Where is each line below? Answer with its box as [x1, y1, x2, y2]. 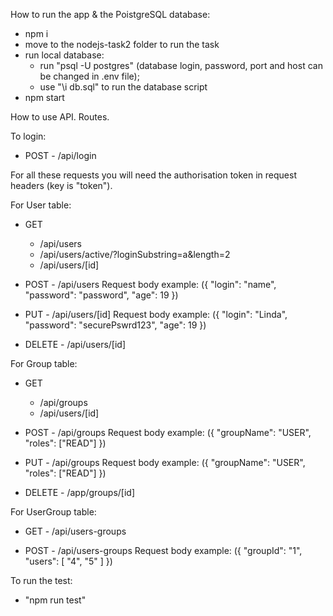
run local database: [24, 49, 105, 61]
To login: [10, 130, 47, 142]
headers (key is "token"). [10, 180, 113, 191]
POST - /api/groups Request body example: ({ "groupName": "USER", [24, 427, 312, 438]
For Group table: [10, 358, 78, 369]
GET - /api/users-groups [24, 525, 127, 537]
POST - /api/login [24, 150, 97, 161]
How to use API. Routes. [10, 111, 110, 123]
